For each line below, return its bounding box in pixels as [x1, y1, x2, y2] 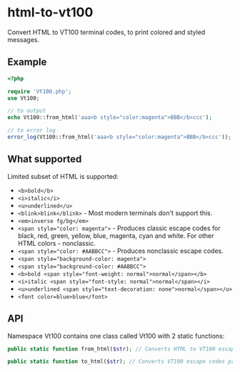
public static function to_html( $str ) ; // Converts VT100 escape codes [7, 358, 225, 366]
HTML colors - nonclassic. [17, 239, 96, 247]
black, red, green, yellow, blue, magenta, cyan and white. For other [17, 231, 214, 239]
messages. [7, 35, 40, 43]
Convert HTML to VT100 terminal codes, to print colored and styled [7, 28, 206, 36]
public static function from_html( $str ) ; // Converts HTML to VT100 [7, 345, 216, 353]
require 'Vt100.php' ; [7, 88, 72, 95]
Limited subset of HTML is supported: [7, 172, 119, 180]
